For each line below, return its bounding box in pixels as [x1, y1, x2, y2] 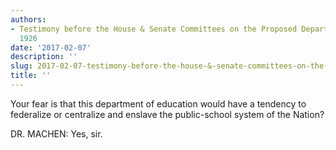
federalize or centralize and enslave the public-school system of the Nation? [10, 108, 325, 120]
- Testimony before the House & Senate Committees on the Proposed [10, 24, 298, 34]
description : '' [10, 52, 78, 62]
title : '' [10, 71, 52, 81]
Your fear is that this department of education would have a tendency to [10, 97, 307, 110]
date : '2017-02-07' [10, 42, 92, 53]
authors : [10, 14, 47, 25]
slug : [10, 61, 33, 71]
